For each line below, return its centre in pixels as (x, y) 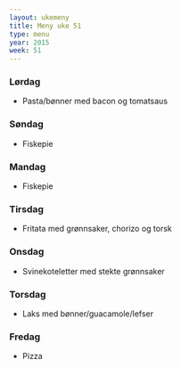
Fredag (25, 337)
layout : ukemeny (39, 17)
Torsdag (28, 294)
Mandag (28, 167)
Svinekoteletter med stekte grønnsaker (93, 271)
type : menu (29, 34)
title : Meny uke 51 (45, 26)
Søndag (27, 124)
